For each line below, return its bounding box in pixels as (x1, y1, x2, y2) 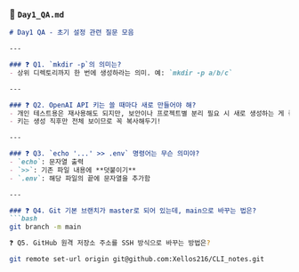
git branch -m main (9, 222, 82, 232)
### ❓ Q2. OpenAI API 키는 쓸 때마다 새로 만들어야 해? (9, 100, 197, 109)
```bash (9, 214, 38, 223)
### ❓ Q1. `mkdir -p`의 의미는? (9, 60, 122, 69)
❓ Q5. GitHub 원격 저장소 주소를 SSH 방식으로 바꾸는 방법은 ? (9, 239, 211, 248)
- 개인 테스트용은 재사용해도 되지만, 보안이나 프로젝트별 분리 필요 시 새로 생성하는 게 (9, 108, 285, 118)
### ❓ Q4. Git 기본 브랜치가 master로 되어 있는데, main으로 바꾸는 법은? (9, 206, 256, 215)
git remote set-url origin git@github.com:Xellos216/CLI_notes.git (9, 255, 265, 264)
